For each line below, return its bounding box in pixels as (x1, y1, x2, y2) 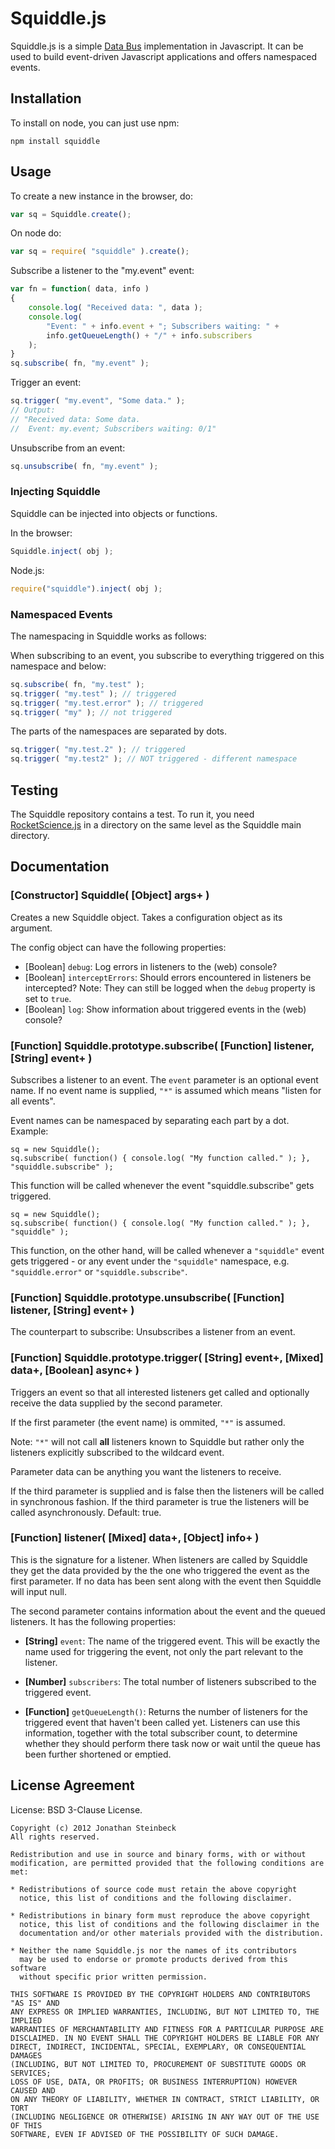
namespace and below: (10, 660, 107, 672)
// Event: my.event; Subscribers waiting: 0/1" (10, 423, 217, 434)
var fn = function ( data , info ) (10, 284, 150, 294)
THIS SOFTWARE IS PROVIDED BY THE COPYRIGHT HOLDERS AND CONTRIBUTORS (10, 1989, 311, 1999)
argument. (10, 922, 53, 934)
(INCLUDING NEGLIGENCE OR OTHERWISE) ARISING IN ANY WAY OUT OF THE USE (10, 2112, 320, 2122)
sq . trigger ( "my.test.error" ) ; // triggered (10, 698, 203, 708)
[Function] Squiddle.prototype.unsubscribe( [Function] (10, 1290, 285, 1304)
